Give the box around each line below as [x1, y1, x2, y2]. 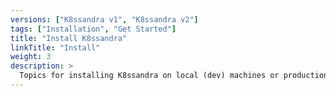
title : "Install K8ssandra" [10, 33, 128, 43]
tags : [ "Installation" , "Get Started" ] [10, 24, 177, 34]
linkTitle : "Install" [10, 42, 101, 53]
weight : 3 [10, 52, 52, 62]
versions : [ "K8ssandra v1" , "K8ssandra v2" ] [10, 14, 199, 25]
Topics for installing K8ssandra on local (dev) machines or [19, 71, 280, 81]
